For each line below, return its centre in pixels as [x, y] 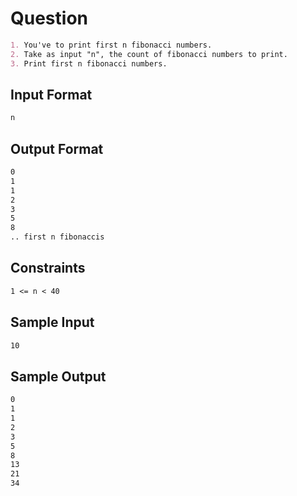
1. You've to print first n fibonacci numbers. [111, 45]
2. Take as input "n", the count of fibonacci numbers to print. [149, 54]
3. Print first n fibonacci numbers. [89, 63]
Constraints [48, 268]
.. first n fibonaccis [57, 237]
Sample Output [58, 376]
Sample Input [52, 322]
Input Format [51, 94]
